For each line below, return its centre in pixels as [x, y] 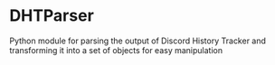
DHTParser [52, 16]
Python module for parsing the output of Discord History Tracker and [138, 41]
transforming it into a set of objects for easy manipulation [116, 50]
